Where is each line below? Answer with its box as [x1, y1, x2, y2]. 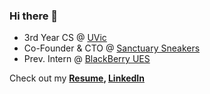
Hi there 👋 [9, 9, 59, 23]
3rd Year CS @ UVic [23, 32, 107, 44]
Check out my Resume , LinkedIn [9, 72, 145, 84]
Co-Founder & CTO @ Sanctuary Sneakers [23, 42, 201, 54]
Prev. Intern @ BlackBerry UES [23, 53, 151, 65]
